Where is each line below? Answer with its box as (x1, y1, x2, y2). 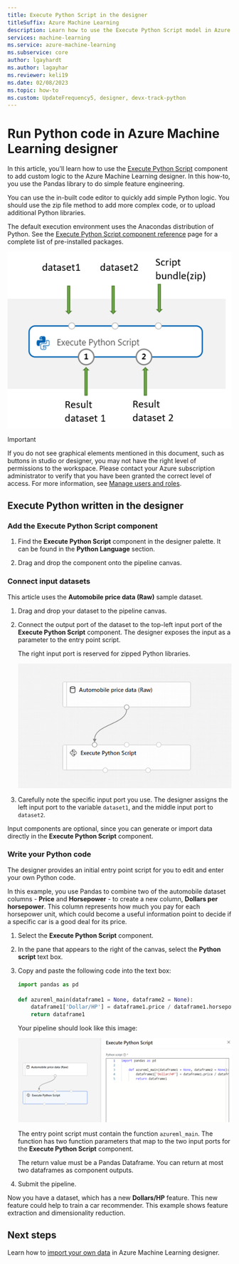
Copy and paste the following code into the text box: (17, 966, 171, 975)
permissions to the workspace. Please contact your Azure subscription (7, 464, 216, 472)
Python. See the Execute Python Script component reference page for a (7, 230, 218, 239)
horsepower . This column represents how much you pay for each (7, 902, 201, 911)
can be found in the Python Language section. (17, 545, 155, 554)
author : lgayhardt (7, 57, 62, 64)
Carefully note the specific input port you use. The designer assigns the (17, 795, 228, 804)
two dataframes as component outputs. (17, 1166, 134, 1174)
